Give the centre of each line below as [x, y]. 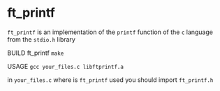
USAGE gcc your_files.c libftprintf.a [66, 66]
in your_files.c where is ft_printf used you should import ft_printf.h [110, 80]
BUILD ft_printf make [36, 53]
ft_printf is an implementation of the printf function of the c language [110, 32]
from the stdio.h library [41, 39]
